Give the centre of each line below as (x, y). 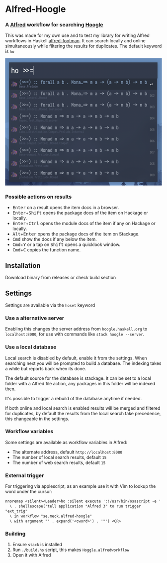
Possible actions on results (39, 197)
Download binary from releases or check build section (61, 278)
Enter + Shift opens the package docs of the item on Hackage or (80, 213)
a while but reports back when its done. (46, 368)
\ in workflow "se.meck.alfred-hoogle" (51, 516)
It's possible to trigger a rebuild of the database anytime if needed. (74, 398)
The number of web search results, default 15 (59, 462)
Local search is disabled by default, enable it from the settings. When (76, 358)
